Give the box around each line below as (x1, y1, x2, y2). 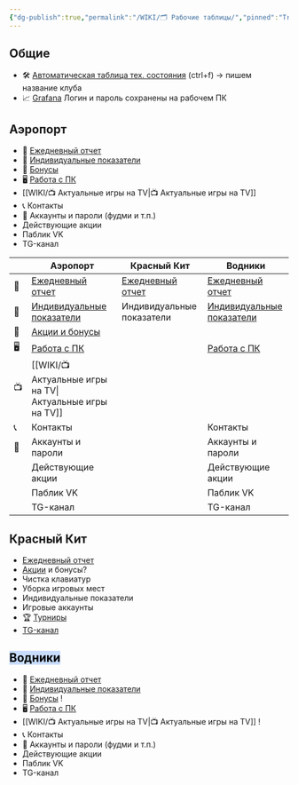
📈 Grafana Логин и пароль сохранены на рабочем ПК (21, 92, 228, 103)
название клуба (21, 83, 82, 93)
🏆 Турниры (21, 612, 67, 622)
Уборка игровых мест (21, 583, 106, 594)
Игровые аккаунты (21, 602, 94, 613)
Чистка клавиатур (21, 574, 91, 584)
